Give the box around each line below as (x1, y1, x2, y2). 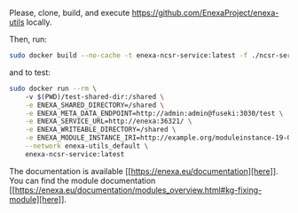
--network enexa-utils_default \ (25, 141, 149, 150)
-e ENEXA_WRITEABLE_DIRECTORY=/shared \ (25, 126, 176, 134)
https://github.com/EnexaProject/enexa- (131, 8, 279, 18)
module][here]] (9, 194, 65, 204)
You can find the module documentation (9, 175, 156, 186)
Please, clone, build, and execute (9, 8, 130, 18)
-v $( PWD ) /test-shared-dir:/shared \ (25, 92, 165, 101)
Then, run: (9, 34, 47, 44)
